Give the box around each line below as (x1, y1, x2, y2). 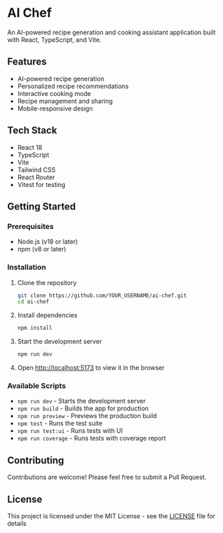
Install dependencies (17, 311, 78, 319)
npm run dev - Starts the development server (17, 397, 146, 406)
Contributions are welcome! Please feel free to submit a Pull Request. (7, 473, 207, 481)
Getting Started (7, 200, 76, 212)
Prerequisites (7, 221, 54, 231)
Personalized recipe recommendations (17, 82, 129, 90)
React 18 (17, 143, 43, 151)
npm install (17, 324, 52, 332)
